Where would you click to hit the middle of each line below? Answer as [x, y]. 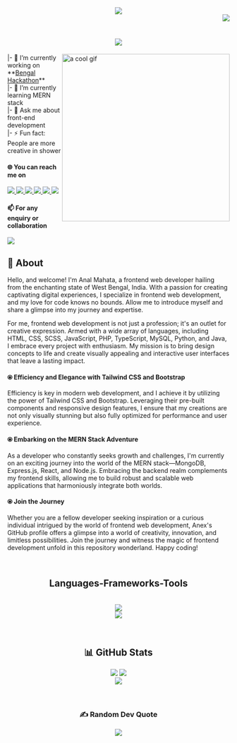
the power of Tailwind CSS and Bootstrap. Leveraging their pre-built [106, 400]
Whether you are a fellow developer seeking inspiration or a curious [106, 517]
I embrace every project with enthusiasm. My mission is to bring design [111, 346]
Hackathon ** [26, 80]
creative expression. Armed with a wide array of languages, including [108, 331]
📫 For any [23, 208]
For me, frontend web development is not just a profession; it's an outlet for [117, 324]
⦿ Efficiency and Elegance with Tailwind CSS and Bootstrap [96, 377]
